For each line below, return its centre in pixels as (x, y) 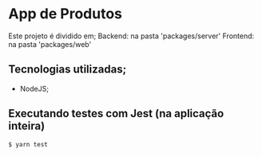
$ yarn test (28, 144)
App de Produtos (65, 14)
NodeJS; (34, 88)
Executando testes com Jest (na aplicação (116, 113)
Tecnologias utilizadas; (67, 70)
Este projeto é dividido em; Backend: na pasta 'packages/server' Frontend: (131, 36)
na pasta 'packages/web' (50, 44)
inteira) (27, 126)
